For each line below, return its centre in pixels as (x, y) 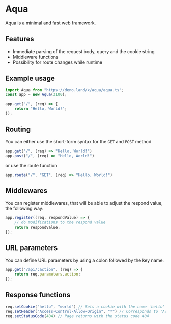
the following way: (24, 208)
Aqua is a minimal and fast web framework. (51, 23)
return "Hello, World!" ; (41, 109)
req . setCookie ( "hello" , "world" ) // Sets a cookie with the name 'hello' (85, 307)
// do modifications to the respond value (60, 222)
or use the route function (31, 165)
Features (20, 39)
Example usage (30, 78)
